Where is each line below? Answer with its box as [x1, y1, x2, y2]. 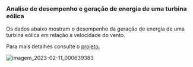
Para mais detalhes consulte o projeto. [6, 43, 100, 50]
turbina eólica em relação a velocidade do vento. [6, 32, 126, 39]
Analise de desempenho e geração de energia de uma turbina [6, 5, 187, 13]
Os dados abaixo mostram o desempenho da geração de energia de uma [6, 25, 185, 32]
